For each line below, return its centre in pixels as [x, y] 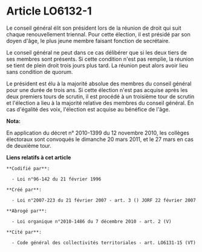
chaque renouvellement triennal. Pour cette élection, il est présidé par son [98, 34]
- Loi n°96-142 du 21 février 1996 [57, 179]
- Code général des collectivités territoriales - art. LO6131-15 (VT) [104, 243]
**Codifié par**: [28, 168]
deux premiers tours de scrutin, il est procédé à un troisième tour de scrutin [100, 96]
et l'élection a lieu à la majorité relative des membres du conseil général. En [100, 103]
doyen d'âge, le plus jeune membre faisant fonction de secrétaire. [88, 41]
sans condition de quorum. [40, 71]
